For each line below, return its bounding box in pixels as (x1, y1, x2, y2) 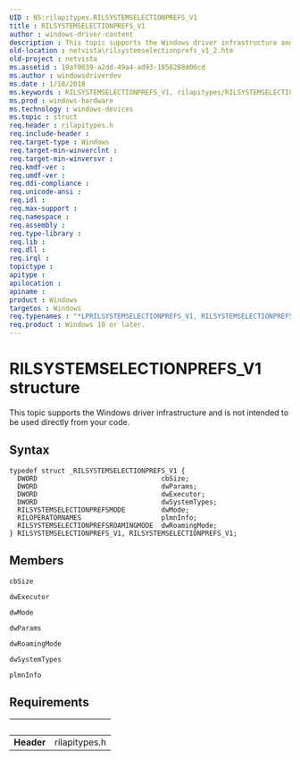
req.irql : (9, 254, 50, 263)
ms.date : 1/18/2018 (9, 79, 87, 88)
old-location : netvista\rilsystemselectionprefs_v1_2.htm (9, 46, 234, 55)
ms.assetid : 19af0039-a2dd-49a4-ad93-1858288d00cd (9, 63, 205, 72)
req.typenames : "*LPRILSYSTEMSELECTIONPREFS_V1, (9, 312, 198, 322)
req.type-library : (9, 229, 82, 238)
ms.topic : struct (9, 113, 78, 121)
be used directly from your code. (9, 416, 130, 427)
